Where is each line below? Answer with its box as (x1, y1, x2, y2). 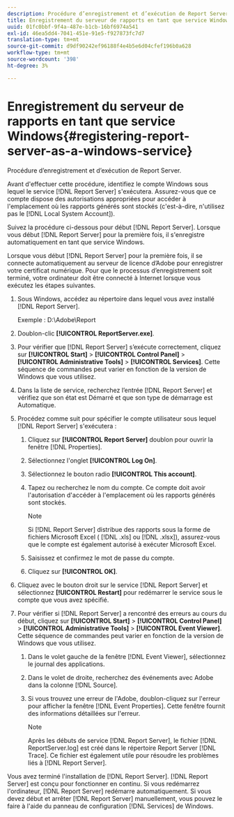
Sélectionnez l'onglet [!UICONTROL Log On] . (27, 456, 157, 465)
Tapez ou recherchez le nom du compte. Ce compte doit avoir (27, 483, 206, 491)
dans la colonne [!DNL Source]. (27, 681, 118, 689)
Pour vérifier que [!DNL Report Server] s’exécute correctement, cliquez (17, 342, 221, 351)
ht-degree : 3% (7, 62, 49, 69)
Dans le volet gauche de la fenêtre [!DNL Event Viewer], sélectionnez (27, 652, 226, 660)
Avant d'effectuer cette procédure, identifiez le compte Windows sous (7, 180, 209, 188)
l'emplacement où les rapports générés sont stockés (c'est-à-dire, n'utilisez (7, 202, 225, 210)
